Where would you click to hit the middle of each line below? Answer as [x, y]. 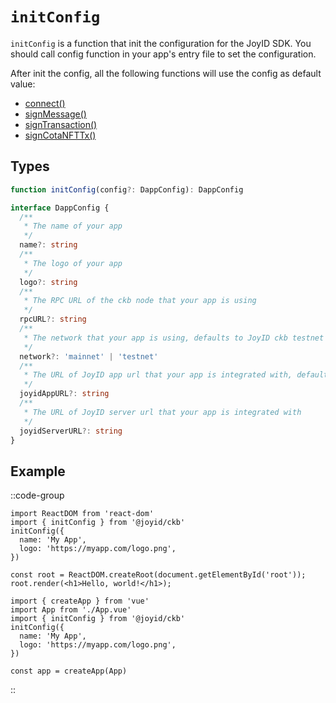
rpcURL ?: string [53, 319]
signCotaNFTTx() [60, 135]
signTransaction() [61, 124]
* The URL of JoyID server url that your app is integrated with [162, 412]
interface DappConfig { [60, 208]
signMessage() [55, 114]
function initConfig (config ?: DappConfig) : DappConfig [127, 189]
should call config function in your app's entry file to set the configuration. [163, 54]
